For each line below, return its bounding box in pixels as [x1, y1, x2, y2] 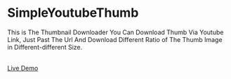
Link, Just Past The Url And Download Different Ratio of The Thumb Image [7, 35, 223, 43]
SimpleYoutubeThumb [7, 5, 139, 21]
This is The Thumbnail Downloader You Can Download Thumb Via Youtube [7, 28, 224, 36]
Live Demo [7, 64, 39, 72]
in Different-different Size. [7, 43, 83, 51]
